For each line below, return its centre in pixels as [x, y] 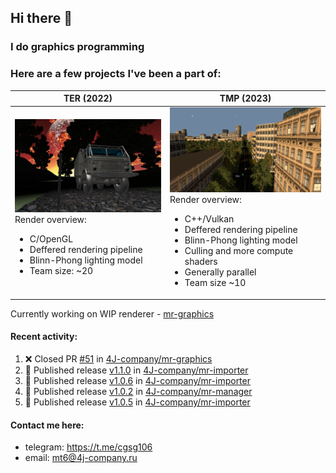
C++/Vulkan [209, 219]
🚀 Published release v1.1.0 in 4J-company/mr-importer [136, 370]
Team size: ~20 [61, 271]
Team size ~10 [215, 283]
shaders [201, 262]
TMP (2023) [245, 98]
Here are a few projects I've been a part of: [116, 74]
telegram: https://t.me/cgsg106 [88, 447]
